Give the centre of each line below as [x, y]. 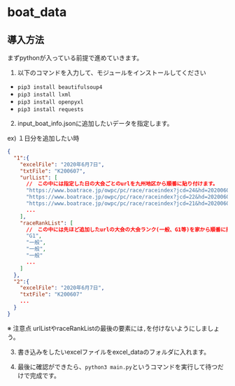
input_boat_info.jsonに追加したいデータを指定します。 [95, 123]
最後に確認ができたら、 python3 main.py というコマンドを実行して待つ [117, 366]
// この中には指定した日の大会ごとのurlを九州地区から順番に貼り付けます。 [122, 184]
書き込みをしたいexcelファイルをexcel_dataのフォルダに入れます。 [114, 352]
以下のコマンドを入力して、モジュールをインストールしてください [112, 73]
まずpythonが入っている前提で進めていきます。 [75, 58]
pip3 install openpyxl [50, 102]
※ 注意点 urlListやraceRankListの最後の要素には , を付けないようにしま [107, 328]
